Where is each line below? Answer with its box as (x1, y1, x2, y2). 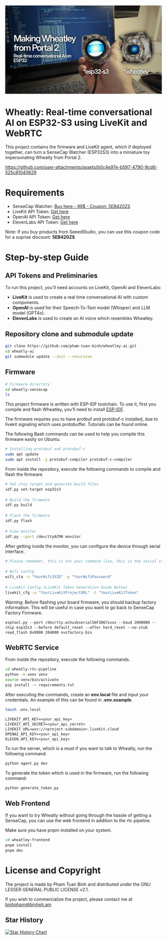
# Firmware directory (5, 382, 50, 387)
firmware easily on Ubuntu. (5, 436, 61, 442)
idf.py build (5, 503, 32, 508)
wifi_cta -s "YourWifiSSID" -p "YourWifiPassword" (5, 574, 112, 580)
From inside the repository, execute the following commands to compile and (5, 466, 161, 472)
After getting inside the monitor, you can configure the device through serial (5, 543, 161, 549)
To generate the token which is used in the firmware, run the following (5, 770, 149, 776)
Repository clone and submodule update (5, 329, 134, 338)
